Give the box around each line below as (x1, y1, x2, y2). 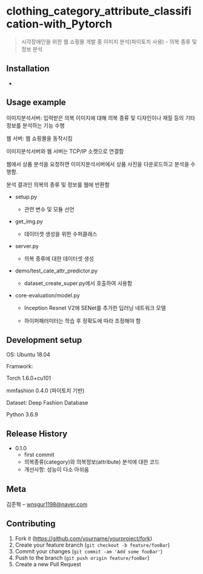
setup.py (15, 193, 38, 200)
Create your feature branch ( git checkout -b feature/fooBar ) (15, 541, 170, 549)
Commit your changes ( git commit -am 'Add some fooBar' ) (15, 547, 163, 555)
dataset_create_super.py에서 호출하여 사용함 (24, 279, 133, 286)
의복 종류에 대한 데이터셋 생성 (24, 255, 94, 262)
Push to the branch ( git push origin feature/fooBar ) (15, 554, 150, 561)
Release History (6, 428, 68, 439)
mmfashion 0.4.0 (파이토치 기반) (6, 387, 85, 394)
